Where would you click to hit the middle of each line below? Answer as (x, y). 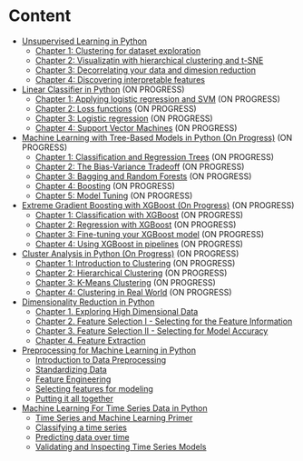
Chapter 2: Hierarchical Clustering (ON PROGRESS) (131, 273)
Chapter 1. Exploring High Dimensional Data (117, 311)
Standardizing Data (71, 369)
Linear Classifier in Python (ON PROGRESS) (103, 89)
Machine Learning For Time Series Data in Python (114, 408)
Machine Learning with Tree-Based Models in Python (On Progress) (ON (157, 137)
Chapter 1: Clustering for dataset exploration (118, 50)
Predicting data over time (82, 436)
